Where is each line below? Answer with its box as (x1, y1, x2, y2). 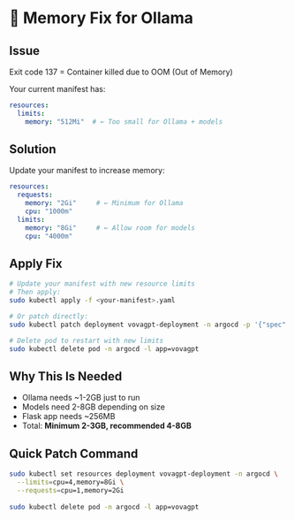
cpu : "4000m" (25, 232, 73, 241)
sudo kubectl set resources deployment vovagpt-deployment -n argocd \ (9, 470, 278, 478)
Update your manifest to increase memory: (9, 165, 165, 176)
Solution (9, 141, 57, 157)
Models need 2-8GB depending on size (21, 401, 166, 412)
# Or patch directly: (9, 312, 89, 321)
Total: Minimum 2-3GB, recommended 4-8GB (21, 420, 192, 432)
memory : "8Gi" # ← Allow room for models (25, 223, 196, 233)
